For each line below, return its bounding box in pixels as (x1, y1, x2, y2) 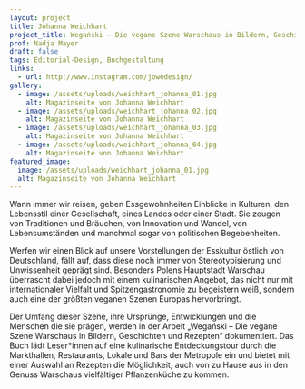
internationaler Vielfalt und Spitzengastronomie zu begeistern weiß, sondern (9, 284, 295, 295)
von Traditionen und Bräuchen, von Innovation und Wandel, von (9, 218, 248, 229)
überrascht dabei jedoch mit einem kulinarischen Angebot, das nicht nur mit (9, 274, 293, 285)
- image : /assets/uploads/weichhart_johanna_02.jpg (17, 106, 218, 115)
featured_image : (9, 156, 71, 166)
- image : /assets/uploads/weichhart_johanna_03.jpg (17, 124, 218, 133)
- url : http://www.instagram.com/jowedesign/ (17, 73, 193, 82)
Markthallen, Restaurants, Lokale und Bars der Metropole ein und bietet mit (9, 350, 290, 361)
